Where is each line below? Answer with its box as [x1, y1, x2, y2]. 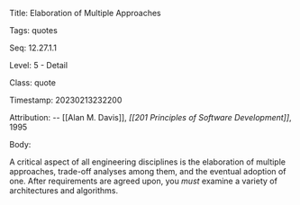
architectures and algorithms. [9, 185, 119, 196]
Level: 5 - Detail [9, 60, 68, 70]
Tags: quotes [9, 25, 59, 35]
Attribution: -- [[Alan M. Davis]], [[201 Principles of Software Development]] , [9, 112, 292, 122]
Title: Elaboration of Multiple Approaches [9, 8, 162, 18]
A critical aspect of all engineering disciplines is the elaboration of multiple [9, 156, 286, 167]
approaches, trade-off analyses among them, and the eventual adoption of [9, 166, 286, 176]
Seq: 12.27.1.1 [9, 42, 57, 53]
